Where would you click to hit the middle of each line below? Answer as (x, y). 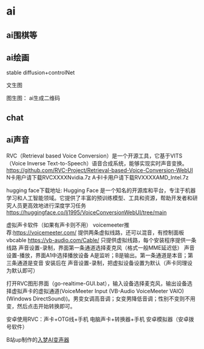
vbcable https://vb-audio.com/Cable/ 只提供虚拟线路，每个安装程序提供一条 (101, 240)
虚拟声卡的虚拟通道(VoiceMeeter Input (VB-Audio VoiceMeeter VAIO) (97, 291)
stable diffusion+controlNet (41, 73)
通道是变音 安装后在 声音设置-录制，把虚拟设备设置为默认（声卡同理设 (105, 263)
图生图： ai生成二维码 (33, 98)
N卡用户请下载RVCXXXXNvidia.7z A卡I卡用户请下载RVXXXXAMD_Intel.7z (98, 177)
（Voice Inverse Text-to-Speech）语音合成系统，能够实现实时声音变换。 (97, 163)
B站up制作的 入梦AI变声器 (38, 339)
